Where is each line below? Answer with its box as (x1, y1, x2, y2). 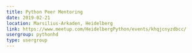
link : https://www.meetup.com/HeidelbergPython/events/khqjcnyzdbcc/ (6, 26, 187, 32)
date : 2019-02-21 (6, 15, 51, 21)
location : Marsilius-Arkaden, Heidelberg (6, 20, 113, 26)
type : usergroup (6, 37, 48, 43)
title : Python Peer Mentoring (6, 9, 84, 15)
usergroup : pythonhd (6, 32, 59, 38)
